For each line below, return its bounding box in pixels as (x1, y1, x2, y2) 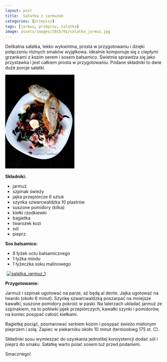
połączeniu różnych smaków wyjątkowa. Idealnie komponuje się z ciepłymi (5, 49, 159, 55)
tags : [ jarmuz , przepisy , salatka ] (5, 24, 79, 29)
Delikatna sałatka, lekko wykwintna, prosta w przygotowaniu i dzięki (5, 43, 145, 49)
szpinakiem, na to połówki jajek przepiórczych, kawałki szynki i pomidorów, (5, 306, 160, 312)
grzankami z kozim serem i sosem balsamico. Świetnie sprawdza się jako (5, 54, 156, 60)
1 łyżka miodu (12, 255, 41, 262)
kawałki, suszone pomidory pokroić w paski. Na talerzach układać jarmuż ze (5, 300, 163, 307)
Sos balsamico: (5, 240, 38, 247)
